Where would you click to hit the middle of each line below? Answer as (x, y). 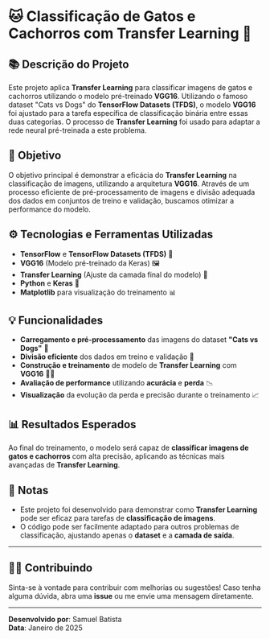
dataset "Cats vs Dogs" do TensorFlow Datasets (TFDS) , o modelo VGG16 (132, 105)
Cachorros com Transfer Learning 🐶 (130, 33)
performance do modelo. (49, 209)
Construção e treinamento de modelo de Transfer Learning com (128, 365)
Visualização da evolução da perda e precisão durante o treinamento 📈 (139, 395)
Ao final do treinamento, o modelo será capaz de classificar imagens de (129, 448)
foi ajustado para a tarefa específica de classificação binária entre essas (128, 113)
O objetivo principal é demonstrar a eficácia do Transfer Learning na (123, 175)
